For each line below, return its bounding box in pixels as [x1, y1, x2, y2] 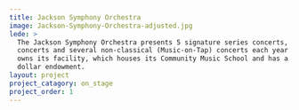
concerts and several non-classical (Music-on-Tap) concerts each [17, 46, 269, 55]
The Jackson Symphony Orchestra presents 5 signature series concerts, [17, 37, 289, 47]
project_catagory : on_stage [9, 79, 114, 88]
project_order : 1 [9, 87, 74, 96]
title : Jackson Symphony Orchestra [9, 12, 141, 22]
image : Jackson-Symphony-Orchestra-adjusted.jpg [9, 21, 193, 30]
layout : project [9, 71, 69, 80]
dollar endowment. [17, 63, 86, 72]
